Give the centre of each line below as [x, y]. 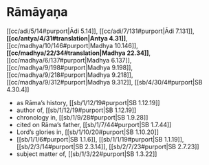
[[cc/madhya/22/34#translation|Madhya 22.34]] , [79, 53]
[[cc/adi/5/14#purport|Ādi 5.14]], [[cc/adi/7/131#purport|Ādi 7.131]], [100, 31]
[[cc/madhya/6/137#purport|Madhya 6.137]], [69, 60]
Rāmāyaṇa [37, 12]
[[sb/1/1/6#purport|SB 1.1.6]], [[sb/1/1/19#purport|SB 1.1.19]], [100, 139]
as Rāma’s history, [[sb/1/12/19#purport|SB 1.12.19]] [88, 102]
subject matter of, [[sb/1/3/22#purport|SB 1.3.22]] [87, 154]
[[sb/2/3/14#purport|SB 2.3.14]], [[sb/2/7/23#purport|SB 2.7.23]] [108, 146]
